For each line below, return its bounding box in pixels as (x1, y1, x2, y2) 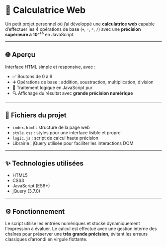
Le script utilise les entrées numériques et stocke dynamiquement (5, 221, 140, 227)
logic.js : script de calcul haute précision (12, 135, 98, 141)
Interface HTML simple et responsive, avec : (5, 64, 96, 70)
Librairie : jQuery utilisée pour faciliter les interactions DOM (12, 140, 134, 146)
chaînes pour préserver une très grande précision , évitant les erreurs (5, 231, 148, 237)
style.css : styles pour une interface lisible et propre (12, 129, 121, 136)
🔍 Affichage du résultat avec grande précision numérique (12, 90, 133, 96)
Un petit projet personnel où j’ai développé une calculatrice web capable (5, 21, 155, 27)
